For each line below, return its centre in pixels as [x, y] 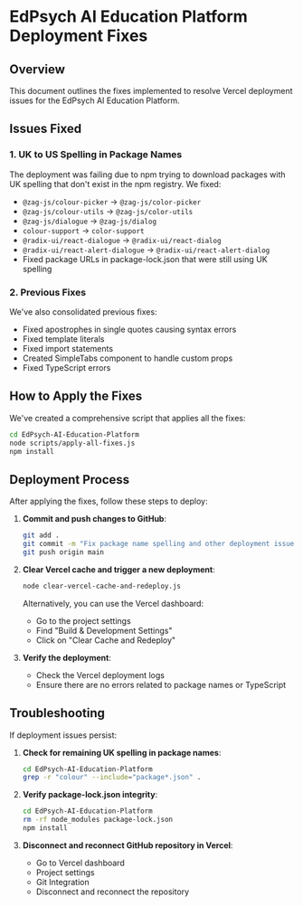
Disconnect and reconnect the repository [113, 892]
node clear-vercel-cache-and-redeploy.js [101, 586]
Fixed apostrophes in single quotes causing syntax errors [129, 329]
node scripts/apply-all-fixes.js [72, 443]
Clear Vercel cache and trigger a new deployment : [118, 569]
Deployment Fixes [79, 36]
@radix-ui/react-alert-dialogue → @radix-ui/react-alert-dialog [146, 250]
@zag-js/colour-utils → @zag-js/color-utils [108, 211]
